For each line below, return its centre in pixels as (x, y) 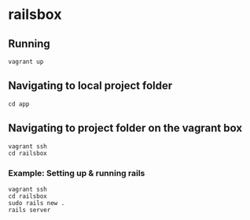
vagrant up (26, 62)
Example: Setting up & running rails (77, 173)
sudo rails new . (37, 203)
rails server (29, 210)
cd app (19, 104)
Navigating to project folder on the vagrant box (125, 128)
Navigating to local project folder (90, 86)
